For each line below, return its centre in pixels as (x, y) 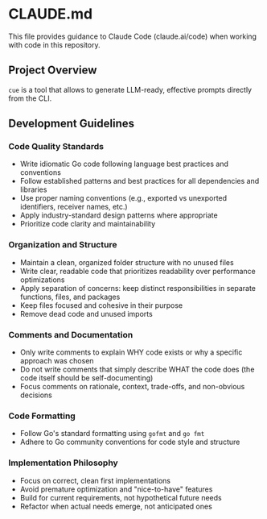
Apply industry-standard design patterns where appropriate (119, 215)
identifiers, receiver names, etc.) (74, 207)
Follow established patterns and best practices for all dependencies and (140, 181)
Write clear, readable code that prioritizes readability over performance (138, 271)
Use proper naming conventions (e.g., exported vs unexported (123, 198)
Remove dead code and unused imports (86, 313)
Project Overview (53, 71)
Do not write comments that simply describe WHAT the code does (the (137, 370)
